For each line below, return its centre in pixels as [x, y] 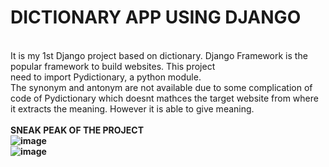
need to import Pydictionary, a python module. [106, 77]
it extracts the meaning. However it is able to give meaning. [132, 108]
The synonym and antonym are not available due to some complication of [161, 87]
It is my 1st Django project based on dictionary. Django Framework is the [159, 55]
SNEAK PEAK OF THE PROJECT [77, 130]
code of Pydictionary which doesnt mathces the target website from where [164, 98]
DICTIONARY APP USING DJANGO [156, 17]
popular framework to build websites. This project [113, 66]
